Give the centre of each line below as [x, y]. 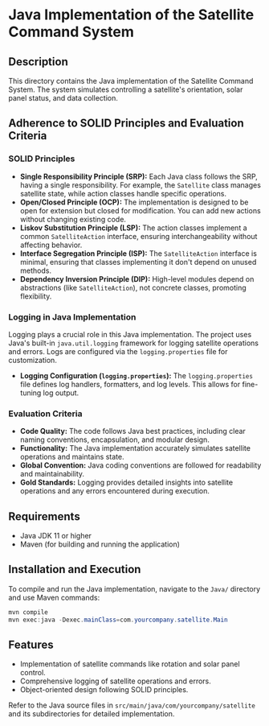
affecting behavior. [51, 245]
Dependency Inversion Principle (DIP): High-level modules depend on [137, 278]
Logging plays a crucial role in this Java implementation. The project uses [130, 334]
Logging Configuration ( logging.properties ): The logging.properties [136, 375]
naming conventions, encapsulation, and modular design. [115, 439]
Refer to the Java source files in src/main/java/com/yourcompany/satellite [132, 705]
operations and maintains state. [72, 457]
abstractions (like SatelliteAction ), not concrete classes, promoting [133, 287]
